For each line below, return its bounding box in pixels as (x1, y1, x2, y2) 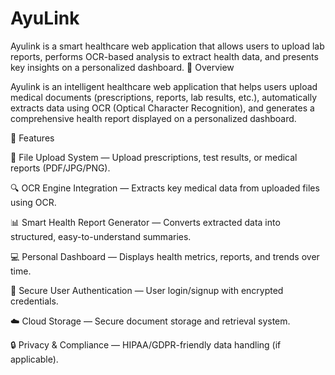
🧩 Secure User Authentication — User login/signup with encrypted (10, 284, 284, 296)
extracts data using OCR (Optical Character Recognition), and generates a (10, 102, 315, 114)
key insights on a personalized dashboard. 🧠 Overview (10, 61, 235, 73)
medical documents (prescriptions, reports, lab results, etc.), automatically (10, 91, 318, 103)
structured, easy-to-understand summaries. (10, 230, 192, 242)
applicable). (10, 353, 59, 365)
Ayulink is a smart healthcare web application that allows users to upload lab (10, 40, 325, 52)
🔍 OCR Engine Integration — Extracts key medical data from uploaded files (10, 182, 320, 194)
